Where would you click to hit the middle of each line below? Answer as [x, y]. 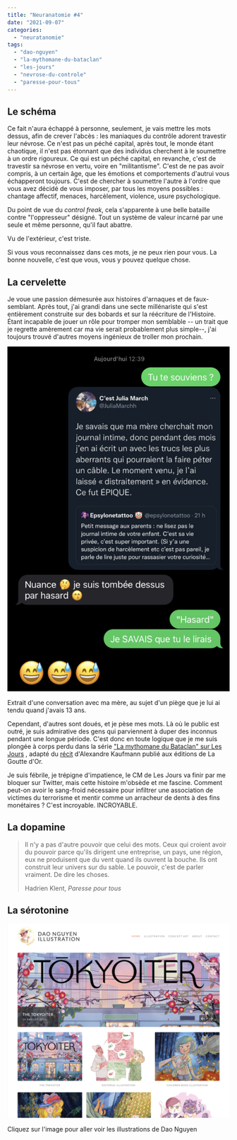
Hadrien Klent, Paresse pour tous [73, 888]
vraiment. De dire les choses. [67, 874]
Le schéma [32, 111]
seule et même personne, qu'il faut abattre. [70, 225]
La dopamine [36, 827]
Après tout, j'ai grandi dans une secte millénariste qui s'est [123, 307]
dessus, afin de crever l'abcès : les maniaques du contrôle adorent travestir [117, 136]
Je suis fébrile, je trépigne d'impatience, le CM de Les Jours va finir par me [116, 775]
